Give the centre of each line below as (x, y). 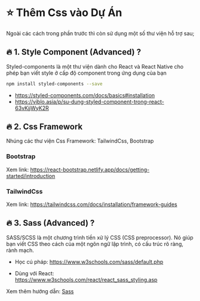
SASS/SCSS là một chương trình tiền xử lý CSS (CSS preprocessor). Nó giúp (100, 237)
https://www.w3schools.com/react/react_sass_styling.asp (86, 279)
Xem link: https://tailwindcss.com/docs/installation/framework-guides (92, 204)
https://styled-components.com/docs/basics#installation (85, 95)
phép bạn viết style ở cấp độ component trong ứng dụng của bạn (87, 73)
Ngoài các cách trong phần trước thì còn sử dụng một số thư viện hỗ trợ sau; (100, 33)
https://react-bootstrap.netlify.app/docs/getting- (90, 170)
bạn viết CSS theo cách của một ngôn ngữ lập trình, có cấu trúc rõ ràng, (95, 244)
